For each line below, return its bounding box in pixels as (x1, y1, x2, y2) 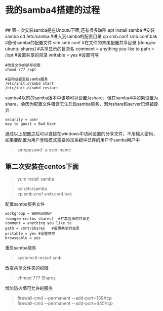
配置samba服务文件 (5, 201, 45, 207)
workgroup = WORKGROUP (5, 211, 52, 216)
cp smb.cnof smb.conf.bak (17, 190, 72, 196)
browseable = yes (5, 235, 41, 241)
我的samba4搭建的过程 (5, 4, 100, 16)
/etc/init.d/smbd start (5, 81, 54, 86)
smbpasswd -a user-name (17, 147, 71, 153)
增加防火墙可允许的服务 (5, 285, 53, 291)
